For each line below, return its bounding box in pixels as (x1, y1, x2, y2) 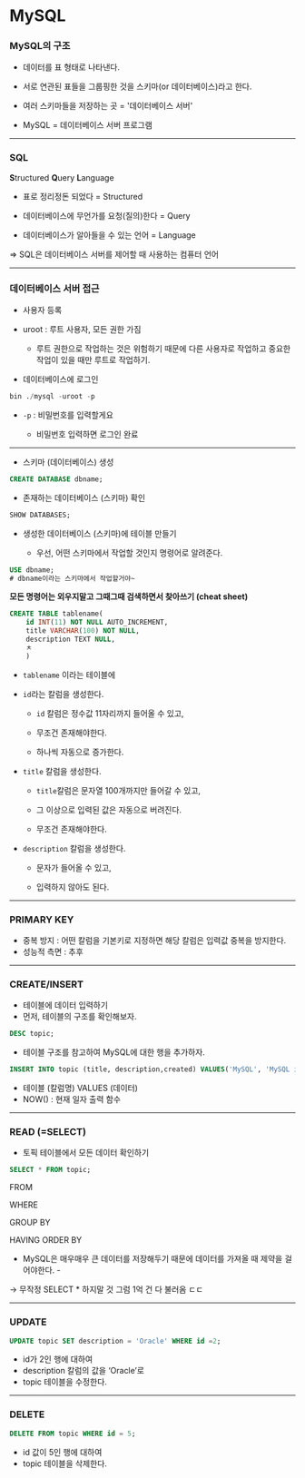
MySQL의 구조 (9, 40, 71, 53)
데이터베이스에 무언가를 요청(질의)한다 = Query (22, 210, 191, 221)
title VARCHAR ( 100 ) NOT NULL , (25, 626, 141, 636)
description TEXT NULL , (25, 635, 116, 645)
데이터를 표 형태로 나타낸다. (22, 62, 121, 73)
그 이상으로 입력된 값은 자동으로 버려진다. (35, 804, 182, 815)
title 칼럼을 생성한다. (22, 765, 102, 776)
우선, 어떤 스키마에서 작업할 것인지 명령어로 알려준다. (35, 547, 223, 558)
